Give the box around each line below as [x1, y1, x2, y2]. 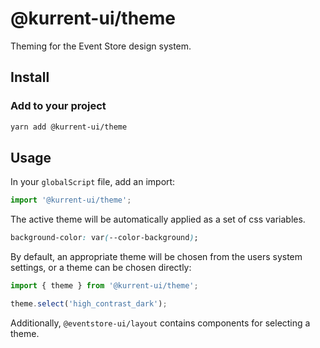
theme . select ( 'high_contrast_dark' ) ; [10, 298, 168, 309]
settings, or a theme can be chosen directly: [10, 262, 192, 274]
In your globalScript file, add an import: [10, 176, 176, 188]
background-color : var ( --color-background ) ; [10, 233, 199, 243]
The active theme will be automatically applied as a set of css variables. [10, 213, 306, 226]
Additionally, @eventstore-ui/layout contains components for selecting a [10, 317, 311, 329]
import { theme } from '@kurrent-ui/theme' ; [10, 281, 199, 291]
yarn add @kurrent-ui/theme [10, 122, 128, 132]
